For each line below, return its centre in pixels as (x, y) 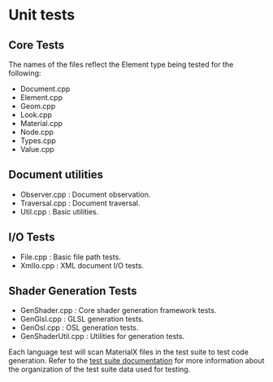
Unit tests (42, 15)
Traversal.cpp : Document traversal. (80, 203)
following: (25, 73)
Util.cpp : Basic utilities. (59, 211)
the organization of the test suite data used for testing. (100, 369)
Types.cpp (38, 141)
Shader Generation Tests (73, 291)
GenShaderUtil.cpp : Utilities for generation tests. (102, 336)
